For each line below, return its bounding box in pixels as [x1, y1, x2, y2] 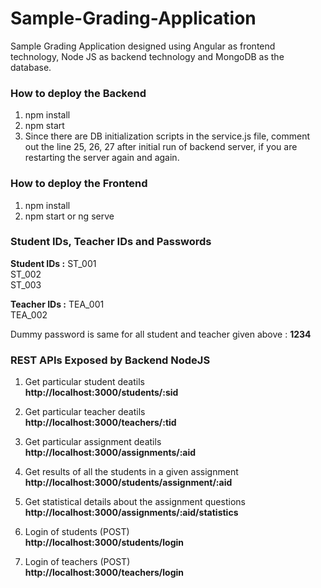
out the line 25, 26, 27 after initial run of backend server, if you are [24, 141, 298, 153]
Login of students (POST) [24, 526, 130, 538]
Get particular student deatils [24, 376, 145, 388]
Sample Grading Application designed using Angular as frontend [10, 40, 276, 52]
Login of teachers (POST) [24, 556, 131, 568]
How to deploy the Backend [10, 86, 147, 100]
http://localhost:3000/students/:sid [24, 387, 179, 399]
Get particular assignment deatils [24, 436, 162, 448]
